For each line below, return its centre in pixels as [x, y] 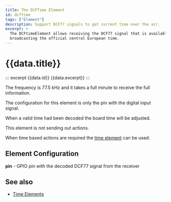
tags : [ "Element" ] [25, 19]
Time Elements [28, 194]
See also [19, 182]
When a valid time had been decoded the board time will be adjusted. [78, 118]
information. [18, 93]
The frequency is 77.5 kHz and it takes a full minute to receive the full [78, 88]
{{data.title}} [33, 64]
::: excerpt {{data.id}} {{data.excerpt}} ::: [48, 77]
